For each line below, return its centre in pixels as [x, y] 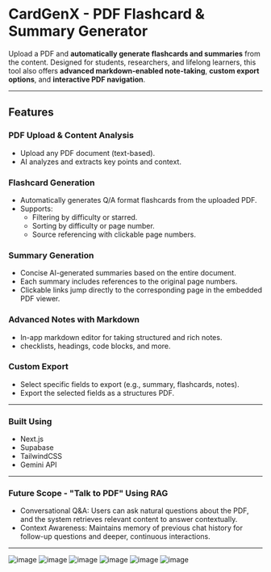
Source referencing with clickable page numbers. [114, 234]
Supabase [37, 448]
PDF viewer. [40, 299]
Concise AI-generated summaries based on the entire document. [128, 273]
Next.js [32, 439]
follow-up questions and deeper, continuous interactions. [115, 536]
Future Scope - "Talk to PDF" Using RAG [88, 494]
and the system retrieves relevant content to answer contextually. [129, 519]
